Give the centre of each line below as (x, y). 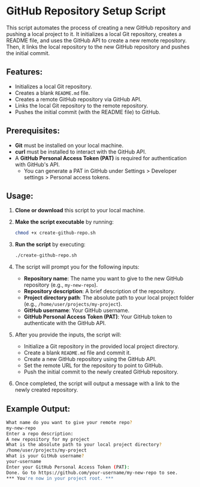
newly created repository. (46, 390)
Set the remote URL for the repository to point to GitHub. (93, 366)
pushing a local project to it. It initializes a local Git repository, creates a (94, 34)
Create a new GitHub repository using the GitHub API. (90, 359)
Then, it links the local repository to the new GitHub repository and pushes (98, 47)
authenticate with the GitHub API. (65, 323)
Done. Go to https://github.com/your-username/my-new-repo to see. (92, 473)
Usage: (20, 196)
